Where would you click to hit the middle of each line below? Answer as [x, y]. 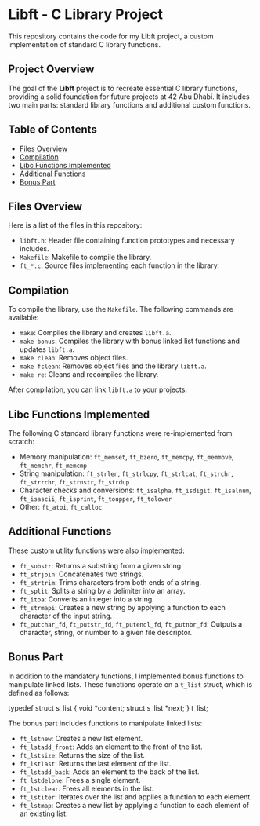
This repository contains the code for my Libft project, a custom [111, 36]
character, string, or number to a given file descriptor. [106, 632]
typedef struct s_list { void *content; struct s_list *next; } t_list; [108, 707]
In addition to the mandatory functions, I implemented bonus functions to [126, 676]
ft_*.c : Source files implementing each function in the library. [119, 265]
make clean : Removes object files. [74, 358]
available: [23, 318]
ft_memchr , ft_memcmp [53, 465]
